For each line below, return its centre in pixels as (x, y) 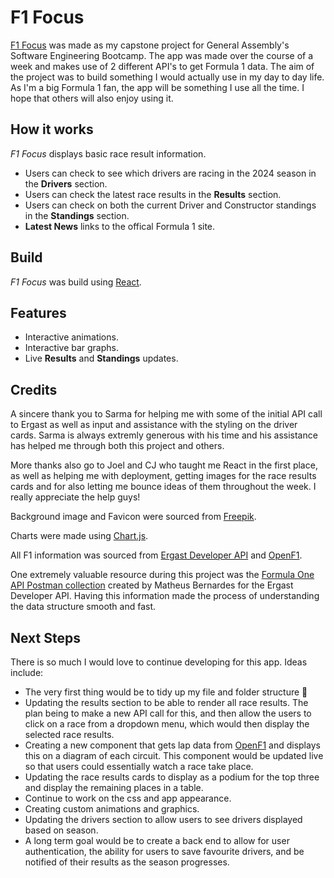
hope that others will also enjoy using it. (92, 98)
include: (27, 672)
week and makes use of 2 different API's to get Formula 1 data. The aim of (162, 66)
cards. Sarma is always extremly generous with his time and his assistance (164, 435)
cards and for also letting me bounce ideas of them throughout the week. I (163, 487)
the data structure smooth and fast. (83, 607)
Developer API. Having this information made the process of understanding (165, 596)
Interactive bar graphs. (71, 348)
